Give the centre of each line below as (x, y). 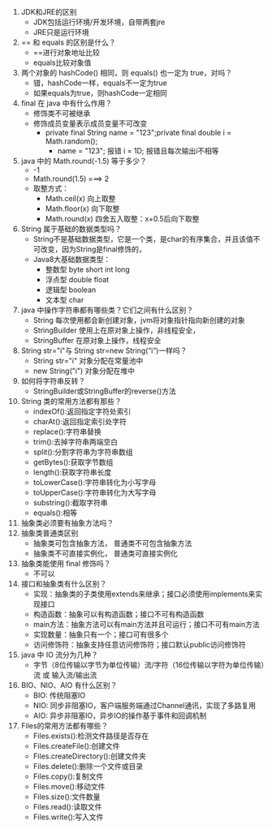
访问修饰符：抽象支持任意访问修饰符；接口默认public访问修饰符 (139, 644)
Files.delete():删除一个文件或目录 (88, 766)
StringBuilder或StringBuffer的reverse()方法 (105, 391)
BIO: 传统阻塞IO (59, 695)
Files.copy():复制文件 (68, 776)
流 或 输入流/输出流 (65, 675)
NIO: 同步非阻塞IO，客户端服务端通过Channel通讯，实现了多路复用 (145, 705)
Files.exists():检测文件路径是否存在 (91, 736)
